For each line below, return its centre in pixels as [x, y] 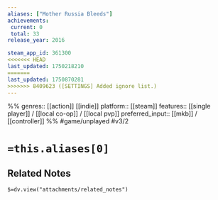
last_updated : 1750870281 [45, 79]
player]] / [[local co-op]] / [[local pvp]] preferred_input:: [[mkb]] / [102, 113]
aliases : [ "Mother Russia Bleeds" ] [60, 14]
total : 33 [25, 34]
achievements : [28, 21]
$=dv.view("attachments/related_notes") [68, 190]
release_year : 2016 [36, 40]
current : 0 [26, 27]
